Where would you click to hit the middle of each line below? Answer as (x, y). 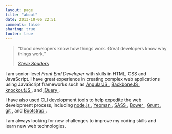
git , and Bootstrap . (26, 111)
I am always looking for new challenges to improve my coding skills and (81, 120)
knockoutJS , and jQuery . (33, 90)
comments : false (23, 24)
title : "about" (21, 15)
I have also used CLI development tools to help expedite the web (73, 100)
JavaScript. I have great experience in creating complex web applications (83, 79)
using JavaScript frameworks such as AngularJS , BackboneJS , (73, 84)
